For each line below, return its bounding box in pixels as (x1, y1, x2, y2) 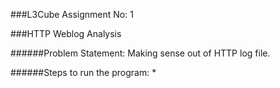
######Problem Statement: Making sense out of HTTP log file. (10, 47, 271, 59)
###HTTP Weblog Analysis (10, 28, 122, 39)
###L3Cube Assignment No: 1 (10, 9, 134, 20)
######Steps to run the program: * (10, 67, 157, 78)
